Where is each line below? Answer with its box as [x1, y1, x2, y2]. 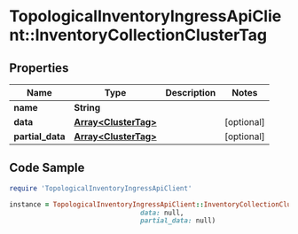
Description [165, 87, 216, 98]
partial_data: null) [140, 216, 216, 225]
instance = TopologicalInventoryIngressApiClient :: [9, 199, 204, 209]
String [74, 102, 101, 113]
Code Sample [9, 160, 85, 175]
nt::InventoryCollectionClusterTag [9, 25, 268, 45]
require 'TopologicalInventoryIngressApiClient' [9, 183, 192, 192]
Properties [9, 60, 69, 75]
